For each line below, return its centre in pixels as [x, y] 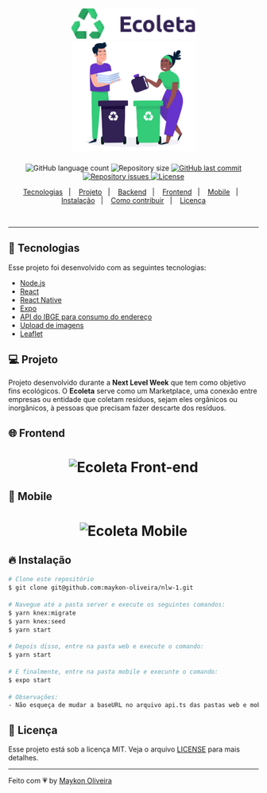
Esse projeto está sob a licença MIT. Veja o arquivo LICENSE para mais [124, 749]
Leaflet [31, 334]
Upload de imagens [52, 325]
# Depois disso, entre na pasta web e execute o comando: [106, 647]
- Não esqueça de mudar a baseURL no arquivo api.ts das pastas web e [128, 705]
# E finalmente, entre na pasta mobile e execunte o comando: [113, 672]
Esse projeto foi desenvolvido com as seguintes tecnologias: [107, 268]
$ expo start [30, 680]
